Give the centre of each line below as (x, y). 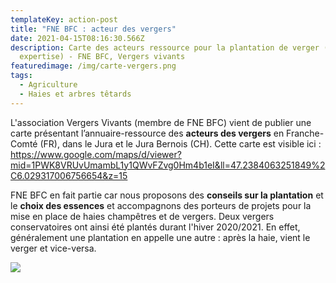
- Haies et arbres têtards (75, 94)
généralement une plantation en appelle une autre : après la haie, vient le (160, 237)
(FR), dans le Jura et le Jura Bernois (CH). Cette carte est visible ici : (180, 143)
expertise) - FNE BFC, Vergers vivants (102, 57)
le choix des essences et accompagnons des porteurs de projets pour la (161, 205)
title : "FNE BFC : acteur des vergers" (93, 29)
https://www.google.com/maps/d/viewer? (96, 154)
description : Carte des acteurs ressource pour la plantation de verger (165, 47)
